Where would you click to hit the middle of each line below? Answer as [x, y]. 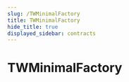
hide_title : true [33, 27]
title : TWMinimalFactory [44, 20]
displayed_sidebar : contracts [52, 33]
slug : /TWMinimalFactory [44, 14]
